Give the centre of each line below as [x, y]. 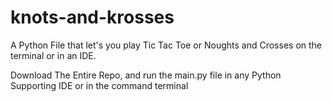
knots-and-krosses [92, 17]
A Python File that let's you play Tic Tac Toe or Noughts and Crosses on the [166, 45]
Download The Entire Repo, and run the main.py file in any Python [146, 75]
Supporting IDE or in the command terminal [99, 85]
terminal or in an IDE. [53, 55]
